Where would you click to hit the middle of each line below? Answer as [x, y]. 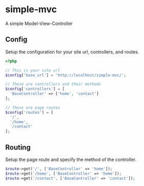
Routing [18, 147]
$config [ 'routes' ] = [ [29, 112]
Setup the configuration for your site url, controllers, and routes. [72, 51]
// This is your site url [33, 70]
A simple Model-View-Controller [39, 23]
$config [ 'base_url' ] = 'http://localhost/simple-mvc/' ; [66, 75]
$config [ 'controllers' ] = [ [35, 89]
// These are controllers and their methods [53, 84]
